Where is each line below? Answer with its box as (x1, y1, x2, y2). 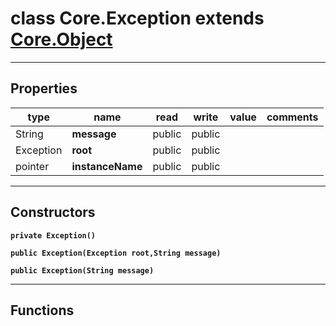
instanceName (71, 159, 143, 173)
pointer (15, 159, 50, 173)
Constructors (10, 204, 96, 221)
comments (266, 110, 319, 124)
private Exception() (10, 230, 97, 241)
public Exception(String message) (10, 265, 155, 276)
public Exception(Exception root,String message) (10, 248, 222, 258)
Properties (10, 80, 78, 97)
